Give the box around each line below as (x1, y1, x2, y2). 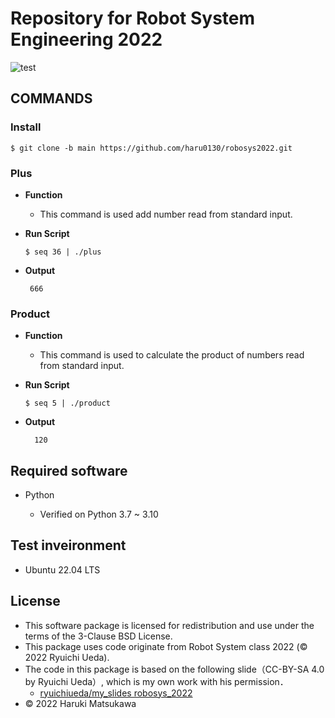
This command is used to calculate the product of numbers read (39, 349, 305, 361)
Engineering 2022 (10, 28, 163, 51)
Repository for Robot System (10, 7, 256, 30)
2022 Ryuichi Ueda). (24, 651, 110, 663)
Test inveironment (10, 537, 127, 554)
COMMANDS (10, 90, 93, 107)
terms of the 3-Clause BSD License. (24, 630, 173, 642)
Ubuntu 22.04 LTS (24, 563, 101, 576)
